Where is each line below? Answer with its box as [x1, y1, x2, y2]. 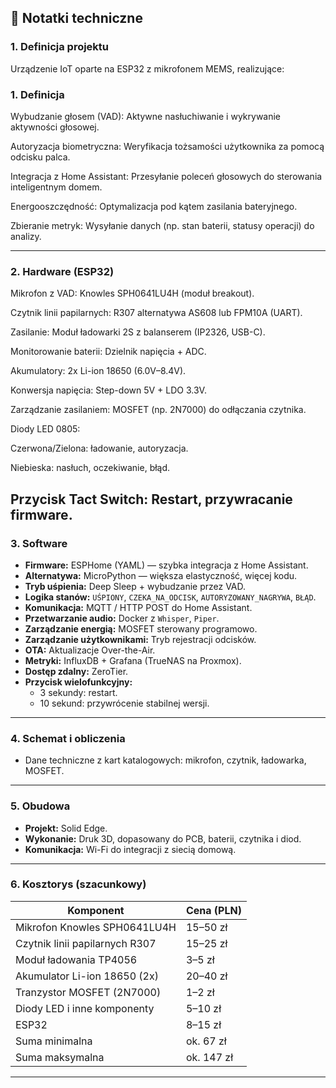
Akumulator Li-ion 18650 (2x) [15, 969, 159, 983]
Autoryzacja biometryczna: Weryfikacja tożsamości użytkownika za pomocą [10, 140, 325, 152]
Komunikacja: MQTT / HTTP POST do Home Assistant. [24, 601, 253, 613]
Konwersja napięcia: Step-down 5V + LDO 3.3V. [10, 384, 207, 396]
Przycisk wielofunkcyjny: [24, 676, 133, 688]
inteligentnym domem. [10, 181, 103, 193]
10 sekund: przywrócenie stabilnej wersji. [39, 697, 210, 709]
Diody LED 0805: [10, 423, 81, 435]
